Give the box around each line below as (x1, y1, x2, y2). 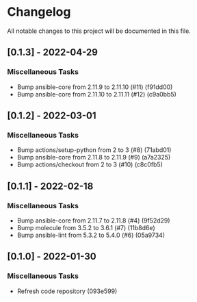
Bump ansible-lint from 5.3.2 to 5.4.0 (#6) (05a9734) (16, 231, 166, 239)
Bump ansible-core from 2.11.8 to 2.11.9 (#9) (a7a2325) (16, 153, 171, 162)
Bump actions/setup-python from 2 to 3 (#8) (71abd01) (16, 146, 172, 154)
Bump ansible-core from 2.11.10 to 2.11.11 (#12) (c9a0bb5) (16, 90, 176, 98)
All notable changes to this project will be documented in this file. (7, 27, 192, 35)
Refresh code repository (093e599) (16, 287, 118, 295)
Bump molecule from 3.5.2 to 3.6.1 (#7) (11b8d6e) (16, 224, 155, 231)
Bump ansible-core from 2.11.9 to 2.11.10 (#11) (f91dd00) (16, 83, 173, 91)
